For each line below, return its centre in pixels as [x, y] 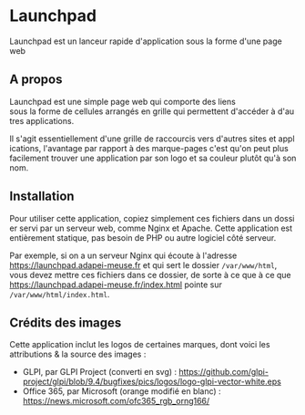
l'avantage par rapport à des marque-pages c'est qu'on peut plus [166, 148]
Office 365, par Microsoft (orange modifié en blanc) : [122, 391]
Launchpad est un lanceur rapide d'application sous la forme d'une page [146, 41]
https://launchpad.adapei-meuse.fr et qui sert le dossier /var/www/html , [143, 265]
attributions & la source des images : [78, 354]
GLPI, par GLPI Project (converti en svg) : [100, 372]
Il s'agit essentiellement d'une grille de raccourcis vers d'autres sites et [143, 139]
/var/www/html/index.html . [60, 294]
